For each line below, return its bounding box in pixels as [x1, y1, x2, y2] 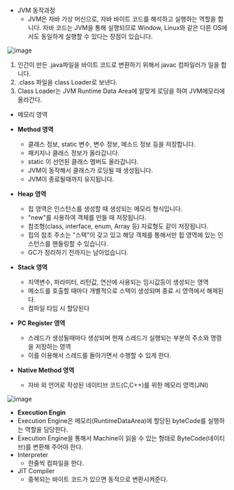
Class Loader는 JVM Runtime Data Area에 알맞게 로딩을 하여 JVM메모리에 [17, 87, 226, 95]
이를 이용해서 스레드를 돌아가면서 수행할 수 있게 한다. [27, 351, 172, 359]
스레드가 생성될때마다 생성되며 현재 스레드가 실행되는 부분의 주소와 [27, 334, 210, 342]
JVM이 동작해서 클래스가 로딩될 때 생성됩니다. [27, 166, 154, 175]
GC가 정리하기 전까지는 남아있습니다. [27, 248, 129, 256]
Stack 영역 [17, 263, 47, 271]
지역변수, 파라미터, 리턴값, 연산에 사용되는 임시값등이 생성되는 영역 [27, 278, 209, 286]
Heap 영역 [17, 190, 47, 198]
